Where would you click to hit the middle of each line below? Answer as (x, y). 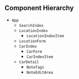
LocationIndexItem (45, 36)
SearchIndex (31, 26)
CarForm (34, 52)
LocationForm (32, 41)
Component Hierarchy (39, 8)
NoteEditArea (40, 72)
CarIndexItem (40, 57)
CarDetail (29, 62)
